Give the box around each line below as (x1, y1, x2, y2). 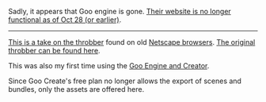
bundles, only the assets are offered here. (8, 85, 145, 93)
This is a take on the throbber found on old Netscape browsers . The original (8, 38, 256, 46)
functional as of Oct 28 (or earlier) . (8, 15, 122, 24)
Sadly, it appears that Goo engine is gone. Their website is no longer (8, 7, 231, 16)
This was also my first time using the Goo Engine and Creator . (8, 61, 210, 70)
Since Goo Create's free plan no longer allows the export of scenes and (8, 76, 241, 86)
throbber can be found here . (8, 46, 101, 55)
